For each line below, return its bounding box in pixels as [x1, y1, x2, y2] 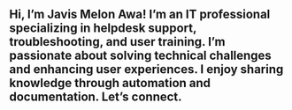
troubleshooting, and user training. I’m [9, 34, 226, 49]
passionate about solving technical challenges [9, 48, 272, 63]
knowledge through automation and [9, 76, 211, 91]
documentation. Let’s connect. [9, 90, 183, 105]
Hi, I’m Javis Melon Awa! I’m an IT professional [9, 7, 271, 22]
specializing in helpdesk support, [9, 21, 197, 36]
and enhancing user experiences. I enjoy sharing [9, 62, 284, 77]
